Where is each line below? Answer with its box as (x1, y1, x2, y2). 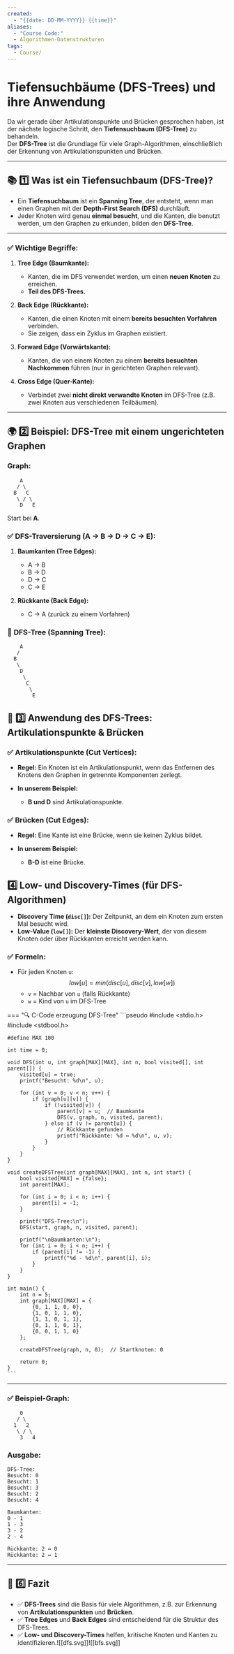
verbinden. (27, 321, 59, 330)
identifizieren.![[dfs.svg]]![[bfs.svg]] (17, 1638, 120, 1646)
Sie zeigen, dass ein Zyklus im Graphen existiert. (27, 329, 168, 338)
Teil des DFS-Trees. (27, 287, 86, 296)
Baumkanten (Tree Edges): (17, 546, 97, 556)
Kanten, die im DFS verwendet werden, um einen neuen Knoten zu (27, 272, 221, 280)
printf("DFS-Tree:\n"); (19, 1218, 89, 1225)
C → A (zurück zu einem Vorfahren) (27, 609, 130, 618)
